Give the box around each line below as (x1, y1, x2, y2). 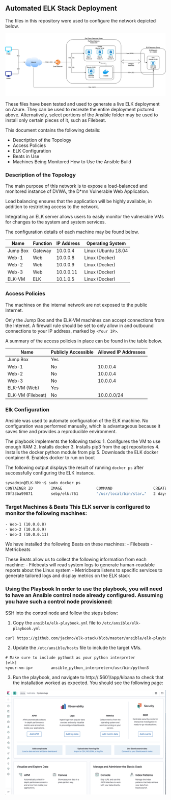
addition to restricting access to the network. (5, 204, 99, 210)
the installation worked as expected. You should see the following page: (12, 680, 164, 686)
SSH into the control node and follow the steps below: (5, 610, 118, 616)
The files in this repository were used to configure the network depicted (5, 17, 156, 23)
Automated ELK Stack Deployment (5, 4, 117, 13)
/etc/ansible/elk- (102, 620, 141, 626)
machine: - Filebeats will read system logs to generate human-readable (5, 562, 155, 568)
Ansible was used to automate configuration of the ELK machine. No (5, 418, 149, 424)
